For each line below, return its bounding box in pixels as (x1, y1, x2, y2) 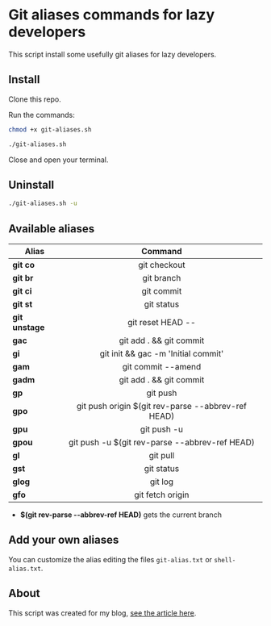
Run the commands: (8, 110, 75, 119)
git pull (148, 450, 175, 461)
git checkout (138, 260, 186, 270)
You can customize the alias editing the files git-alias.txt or (8, 554, 212, 564)
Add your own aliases (8, 533, 119, 547)
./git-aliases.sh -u (8, 199, 78, 207)
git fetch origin (134, 490, 190, 500)
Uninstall (8, 177, 55, 191)
